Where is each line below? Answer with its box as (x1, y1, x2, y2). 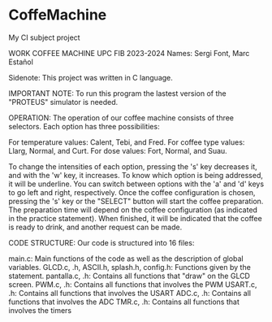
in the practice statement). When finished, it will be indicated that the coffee (8, 213, 262, 223)
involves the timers (8, 305, 72, 315)
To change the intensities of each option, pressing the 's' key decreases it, (8, 161, 257, 172)
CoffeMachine (8, 6, 107, 24)
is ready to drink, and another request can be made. (8, 222, 183, 232)
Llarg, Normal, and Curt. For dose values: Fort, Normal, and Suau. (8, 146, 227, 155)
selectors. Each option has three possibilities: (8, 121, 160, 131)
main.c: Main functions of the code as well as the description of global (8, 254, 244, 263)
